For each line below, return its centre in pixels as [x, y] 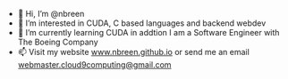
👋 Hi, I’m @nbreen [51, 14]
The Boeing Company [58, 42]
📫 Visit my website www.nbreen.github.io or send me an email [134, 52]
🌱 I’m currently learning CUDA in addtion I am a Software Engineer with [148, 32]
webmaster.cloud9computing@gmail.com [94, 65]
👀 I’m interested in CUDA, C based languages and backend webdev [142, 23]
